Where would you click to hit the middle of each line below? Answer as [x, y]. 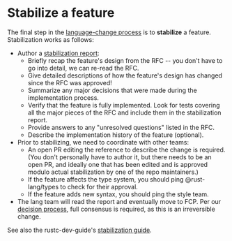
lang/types [43, 187]
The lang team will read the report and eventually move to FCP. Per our [119, 201]
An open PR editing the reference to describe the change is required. [126, 149]
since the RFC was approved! [70, 82]
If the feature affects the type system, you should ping [106, 179]
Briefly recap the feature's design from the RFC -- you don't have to [125, 60]
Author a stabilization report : [58, 53]
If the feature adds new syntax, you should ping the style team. [118, 194]
